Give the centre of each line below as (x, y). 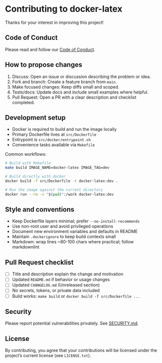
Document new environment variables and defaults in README (75, 232)
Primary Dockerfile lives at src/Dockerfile (54, 134)
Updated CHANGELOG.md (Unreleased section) (56, 285)
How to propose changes (44, 65)
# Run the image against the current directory (54, 190)
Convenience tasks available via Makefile (53, 145)
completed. (23, 102)
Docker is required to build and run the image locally (64, 129)
